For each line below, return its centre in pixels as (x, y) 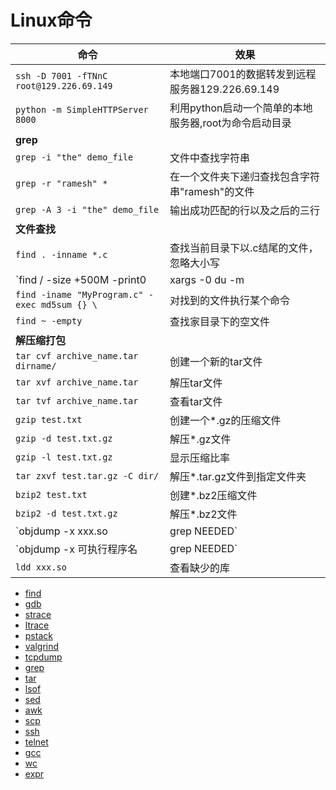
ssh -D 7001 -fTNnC (61, 75)
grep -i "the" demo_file (74, 157)
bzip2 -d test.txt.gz (66, 513)
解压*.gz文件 (200, 439)
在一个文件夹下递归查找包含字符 (245, 176)
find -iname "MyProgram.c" (79, 294)
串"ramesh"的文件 (212, 191)
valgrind (42, 646)
